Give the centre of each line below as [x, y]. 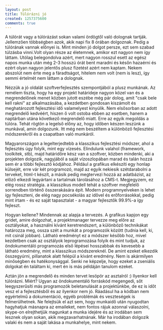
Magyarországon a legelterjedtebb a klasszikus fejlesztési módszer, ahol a [80, 143]
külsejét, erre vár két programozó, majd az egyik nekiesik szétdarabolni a [78, 169]
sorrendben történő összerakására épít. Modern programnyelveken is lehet [80, 190]
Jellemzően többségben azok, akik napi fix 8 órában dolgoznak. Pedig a [77, 42]
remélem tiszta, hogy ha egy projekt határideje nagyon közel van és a [74, 93]
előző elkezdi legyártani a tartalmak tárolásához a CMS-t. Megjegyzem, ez [79, 180]
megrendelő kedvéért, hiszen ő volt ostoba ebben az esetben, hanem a [76, 113]
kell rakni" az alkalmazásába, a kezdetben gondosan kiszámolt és [71, 103]
